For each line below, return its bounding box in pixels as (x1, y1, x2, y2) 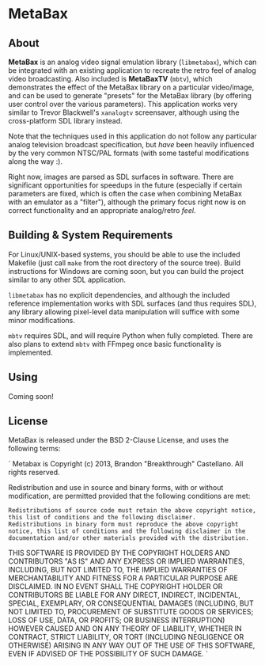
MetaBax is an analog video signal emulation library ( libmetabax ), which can (8, 57, 257, 66)
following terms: (8, 444, 61, 454)
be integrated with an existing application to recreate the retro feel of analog (8, 66, 257, 75)
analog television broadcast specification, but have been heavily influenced (8, 140, 255, 149)
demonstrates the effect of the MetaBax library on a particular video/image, (8, 82, 255, 92)
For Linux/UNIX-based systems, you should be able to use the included (8, 249, 240, 259)
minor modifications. (8, 315, 75, 325)
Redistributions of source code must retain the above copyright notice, (8, 507, 257, 515)
